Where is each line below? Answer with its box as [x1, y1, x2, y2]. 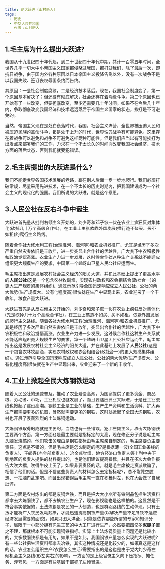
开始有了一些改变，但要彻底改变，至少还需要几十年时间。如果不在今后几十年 [5, 100, 160, 106]
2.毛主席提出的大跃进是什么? [5, 163, 92, 171]
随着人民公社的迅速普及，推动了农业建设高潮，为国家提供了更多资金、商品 [5, 391, 156, 397]
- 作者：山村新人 [9, 26, 40, 30]
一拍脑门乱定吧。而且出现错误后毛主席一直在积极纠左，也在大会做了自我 [13, 475, 160, 481]
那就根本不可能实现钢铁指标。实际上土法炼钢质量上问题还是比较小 [22, 528, 156, 534]
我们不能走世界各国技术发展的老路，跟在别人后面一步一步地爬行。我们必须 [5, 177, 156, 183]
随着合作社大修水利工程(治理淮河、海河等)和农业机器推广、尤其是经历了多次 [5, 242, 159, 248]
